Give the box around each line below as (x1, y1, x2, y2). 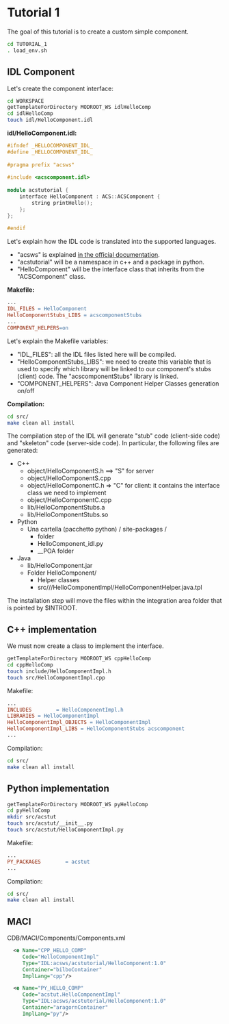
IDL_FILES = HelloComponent (7, 305, 87, 312)
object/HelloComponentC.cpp (27, 496, 112, 504)
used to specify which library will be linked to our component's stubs (16, 364, 212, 373)
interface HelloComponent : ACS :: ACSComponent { (19, 193, 161, 200)
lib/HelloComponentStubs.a (27, 503, 105, 512)
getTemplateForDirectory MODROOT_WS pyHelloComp (7, 801, 148, 808)
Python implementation (7, 783, 109, 795)
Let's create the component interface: (7, 84, 114, 92)
